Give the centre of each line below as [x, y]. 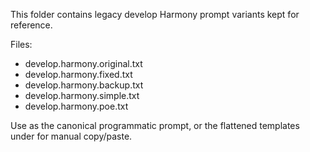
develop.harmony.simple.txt [82, 95]
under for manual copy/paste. [71, 136]
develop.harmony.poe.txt [76, 106]
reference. [31, 25]
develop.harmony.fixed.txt [78, 74]
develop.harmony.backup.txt [84, 85]
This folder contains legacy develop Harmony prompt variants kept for [155, 14]
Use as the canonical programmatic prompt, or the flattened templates [155, 125]
